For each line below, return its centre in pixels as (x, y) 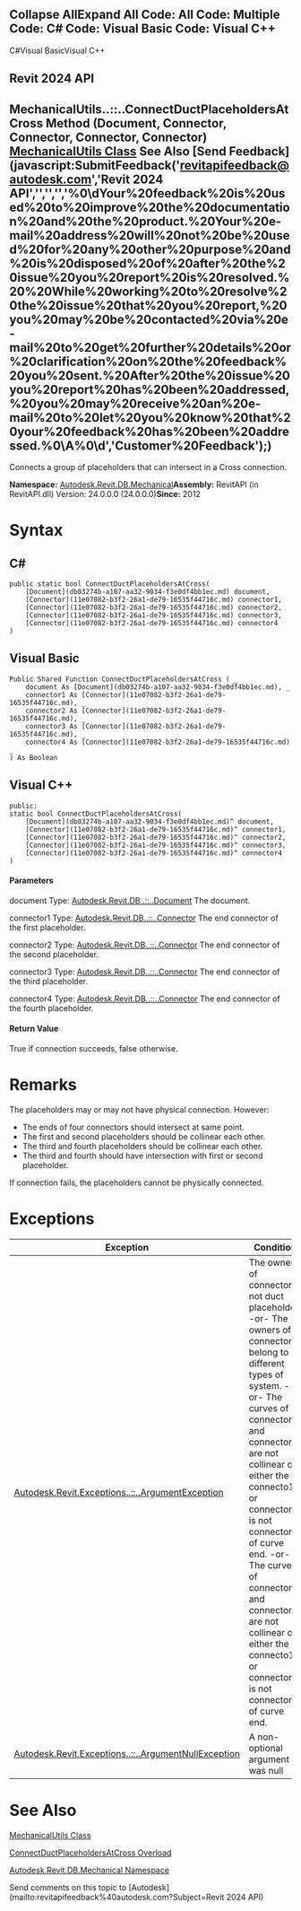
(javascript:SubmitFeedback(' (95, 165)
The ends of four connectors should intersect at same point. (133, 1127)
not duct (266, 1296)
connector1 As (52, 694)
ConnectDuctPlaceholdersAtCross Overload (90, 1853)
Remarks (43, 1085)
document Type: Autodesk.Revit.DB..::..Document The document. (130, 900)
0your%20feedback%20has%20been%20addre (149, 431)
